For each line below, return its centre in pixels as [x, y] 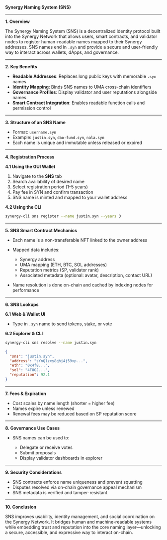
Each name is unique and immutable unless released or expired [77, 142]
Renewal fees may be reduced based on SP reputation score [74, 413]
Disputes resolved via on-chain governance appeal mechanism [77, 487]
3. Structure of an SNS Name [35, 122]
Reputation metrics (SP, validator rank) [59, 270]
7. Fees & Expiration [26, 394]
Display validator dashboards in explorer [61, 458]
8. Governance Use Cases [33, 428]
